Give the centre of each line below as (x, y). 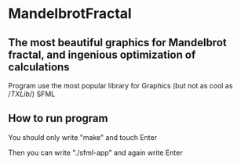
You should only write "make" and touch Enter (82, 137)
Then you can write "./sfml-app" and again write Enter (95, 152)
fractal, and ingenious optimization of (102, 54)
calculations (39, 67)
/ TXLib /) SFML (32, 94)
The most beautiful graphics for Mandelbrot (117, 43)
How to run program (58, 118)
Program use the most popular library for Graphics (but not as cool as (120, 86)
